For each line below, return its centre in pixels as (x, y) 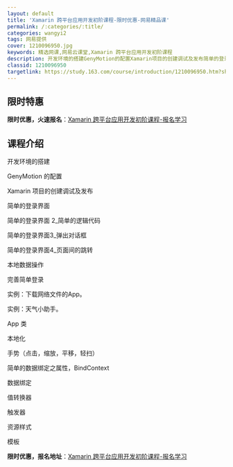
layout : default (31, 14)
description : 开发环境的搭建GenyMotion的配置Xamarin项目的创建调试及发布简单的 (113, 59)
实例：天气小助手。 (35, 309)
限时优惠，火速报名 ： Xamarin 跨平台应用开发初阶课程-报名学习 (97, 119)
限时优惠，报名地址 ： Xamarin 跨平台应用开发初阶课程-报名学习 (97, 457)
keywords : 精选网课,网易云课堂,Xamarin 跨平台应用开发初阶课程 (90, 53)
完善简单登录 (25, 280)
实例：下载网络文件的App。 (46, 294)
